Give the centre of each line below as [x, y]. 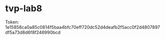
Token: [12, 22]
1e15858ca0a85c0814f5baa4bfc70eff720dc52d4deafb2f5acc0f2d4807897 [83, 27]
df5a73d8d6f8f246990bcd [33, 32]
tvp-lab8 [24, 9]
